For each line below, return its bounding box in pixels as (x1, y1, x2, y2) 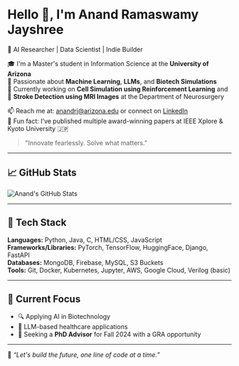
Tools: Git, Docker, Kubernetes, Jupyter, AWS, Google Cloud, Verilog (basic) (7, 266, 231, 274)
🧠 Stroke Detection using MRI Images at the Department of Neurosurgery (7, 92, 225, 100)
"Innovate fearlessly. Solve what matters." (24, 138, 148, 147)
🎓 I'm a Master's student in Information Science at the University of (7, 59, 209, 68)
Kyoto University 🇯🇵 (7, 124, 69, 132)
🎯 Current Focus (7, 293, 81, 305)
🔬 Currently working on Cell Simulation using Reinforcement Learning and (7, 85, 228, 93)
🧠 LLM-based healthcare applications (17, 323, 128, 331)
